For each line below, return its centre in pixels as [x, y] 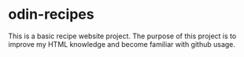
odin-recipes [51, 14]
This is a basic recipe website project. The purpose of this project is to [122, 36]
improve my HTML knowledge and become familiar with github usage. [122, 44]
